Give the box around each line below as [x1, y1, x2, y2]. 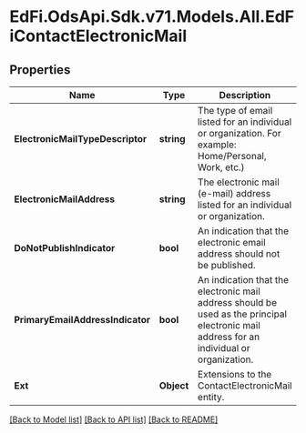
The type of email [197, 105, 273, 116]
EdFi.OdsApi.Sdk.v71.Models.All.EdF [9, 6, 295, 27]
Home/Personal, [197, 150, 267, 162]
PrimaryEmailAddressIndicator [14, 314, 150, 326]
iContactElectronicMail [9, 25, 188, 46]
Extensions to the [197, 368, 272, 380]
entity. [197, 391, 225, 403]
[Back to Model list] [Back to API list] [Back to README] [9, 414, 219, 425]
